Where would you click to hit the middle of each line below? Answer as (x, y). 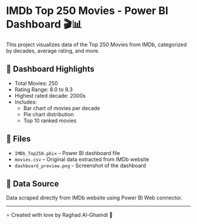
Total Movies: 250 (36, 83)
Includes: (26, 102)
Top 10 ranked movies (50, 120)
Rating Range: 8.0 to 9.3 (44, 89)
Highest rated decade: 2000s (50, 95)
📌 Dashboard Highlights (50, 69)
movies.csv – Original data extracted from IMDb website (82, 159)
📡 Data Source (33, 183)
